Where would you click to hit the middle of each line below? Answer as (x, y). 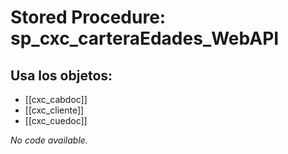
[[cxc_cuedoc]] (56, 120)
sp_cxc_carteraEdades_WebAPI (145, 38)
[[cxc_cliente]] (54, 110)
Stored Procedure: (88, 17)
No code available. (49, 140)
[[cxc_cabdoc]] (56, 99)
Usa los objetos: (61, 75)
